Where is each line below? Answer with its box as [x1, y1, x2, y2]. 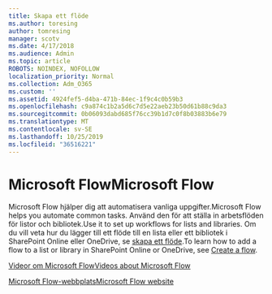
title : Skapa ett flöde [8, 11, 89, 20]
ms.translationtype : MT [8, 118, 89, 126]
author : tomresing [8, 27, 71, 35]
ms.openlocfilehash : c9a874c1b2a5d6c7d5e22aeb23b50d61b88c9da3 [8, 102, 227, 110]
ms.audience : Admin [8, 50, 75, 58]
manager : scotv [8, 34, 60, 43]
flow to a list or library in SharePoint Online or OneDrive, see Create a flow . [8, 245, 258, 255]
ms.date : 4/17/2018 [8, 42, 75, 50]
